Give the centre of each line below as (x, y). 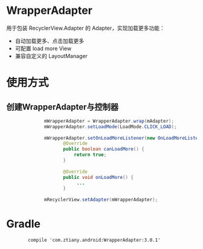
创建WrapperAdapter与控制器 (63, 107)
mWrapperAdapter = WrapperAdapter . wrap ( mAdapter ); (109, 121)
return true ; (90, 155)
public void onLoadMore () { (98, 177)
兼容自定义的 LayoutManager (51, 56)
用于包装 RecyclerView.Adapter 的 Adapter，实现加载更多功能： (85, 28)
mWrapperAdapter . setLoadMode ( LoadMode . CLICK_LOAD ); (111, 127)
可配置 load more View (43, 48)
